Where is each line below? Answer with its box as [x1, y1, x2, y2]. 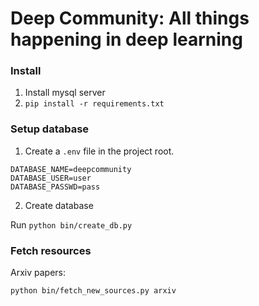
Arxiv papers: [10, 267, 66, 279]
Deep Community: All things [10, 7, 250, 30]
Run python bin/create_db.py [10, 218, 133, 231]
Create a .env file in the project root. [24, 145, 175, 157]
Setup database [10, 122, 90, 136]
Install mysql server [24, 87, 106, 99]
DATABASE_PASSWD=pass [10, 182, 101, 192]
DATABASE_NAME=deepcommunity [10, 164, 132, 174]
